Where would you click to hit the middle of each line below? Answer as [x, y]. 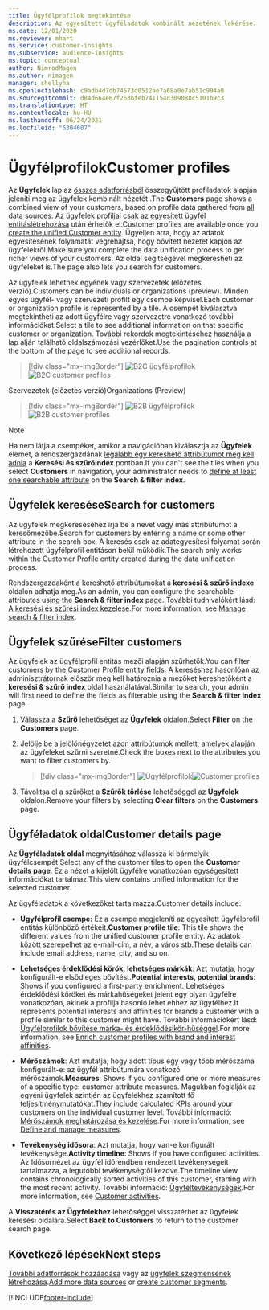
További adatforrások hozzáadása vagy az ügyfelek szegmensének [120, 1273]
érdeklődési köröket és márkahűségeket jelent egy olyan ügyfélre [128, 994]
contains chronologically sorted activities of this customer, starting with [138, 1179]
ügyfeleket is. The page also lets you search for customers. [105, 267]
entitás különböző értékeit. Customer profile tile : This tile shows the [132, 927]
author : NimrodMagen [43, 68]
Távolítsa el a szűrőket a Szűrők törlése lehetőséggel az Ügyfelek [129, 792]
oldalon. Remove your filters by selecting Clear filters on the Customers [139, 800]
